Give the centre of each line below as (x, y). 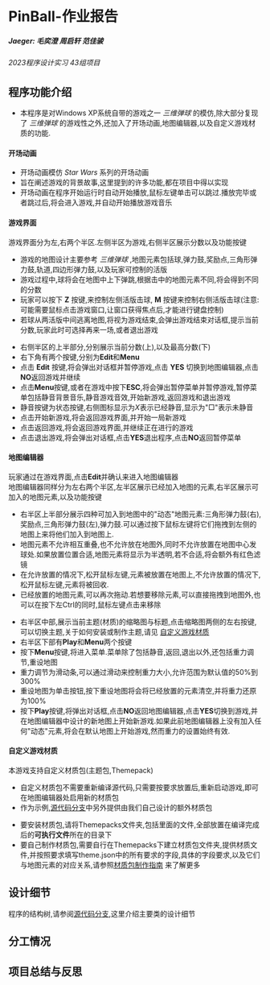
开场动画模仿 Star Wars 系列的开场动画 (84, 172)
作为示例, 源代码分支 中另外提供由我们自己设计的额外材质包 (116, 807)
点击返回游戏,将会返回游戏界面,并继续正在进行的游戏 (106, 427)
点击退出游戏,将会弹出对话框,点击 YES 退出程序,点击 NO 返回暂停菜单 (131, 437)
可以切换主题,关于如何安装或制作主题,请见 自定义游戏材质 (115, 631)
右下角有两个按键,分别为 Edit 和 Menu (80, 357)
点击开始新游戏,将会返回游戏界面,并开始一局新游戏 (103, 417)
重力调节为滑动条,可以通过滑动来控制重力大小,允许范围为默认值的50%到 (139, 672)
